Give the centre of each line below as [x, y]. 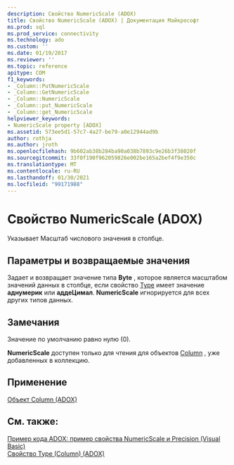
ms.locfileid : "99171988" [45, 184]
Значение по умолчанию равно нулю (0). [69, 339]
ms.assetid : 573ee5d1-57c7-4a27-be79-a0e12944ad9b [83, 132]
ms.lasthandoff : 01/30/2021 [48, 178]
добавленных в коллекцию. [48, 360]
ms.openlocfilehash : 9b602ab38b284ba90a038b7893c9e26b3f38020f [102, 151]
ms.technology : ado [36, 40]
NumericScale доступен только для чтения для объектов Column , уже [113, 352]
